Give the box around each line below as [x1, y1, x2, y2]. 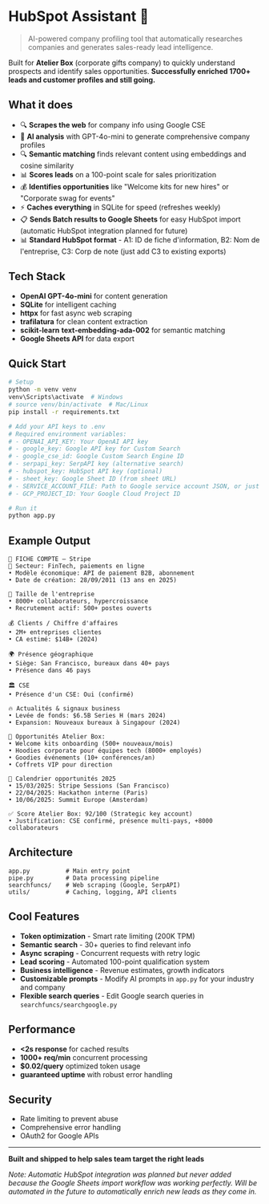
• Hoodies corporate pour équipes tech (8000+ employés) [8, 746, 203, 755]
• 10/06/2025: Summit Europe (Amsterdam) [8, 796, 149, 804]
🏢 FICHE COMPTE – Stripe [8, 555, 91, 563]
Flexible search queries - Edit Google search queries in [19, 990, 204, 1000]
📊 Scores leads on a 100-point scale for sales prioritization [19, 169, 217, 179]
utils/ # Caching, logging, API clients [8, 888, 178, 896]
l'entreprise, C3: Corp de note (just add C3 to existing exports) [19, 246, 227, 256]
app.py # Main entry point [8, 867, 130, 875]
